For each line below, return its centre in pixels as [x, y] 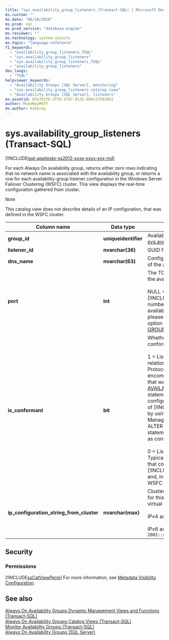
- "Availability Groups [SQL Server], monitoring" [64, 85]
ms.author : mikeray [26, 109]
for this [156, 497]
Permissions [21, 566]
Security [19, 552]
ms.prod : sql [19, 24]
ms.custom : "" [20, 15]
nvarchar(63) [119, 261]
